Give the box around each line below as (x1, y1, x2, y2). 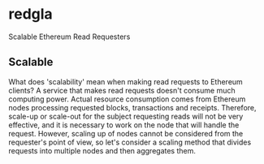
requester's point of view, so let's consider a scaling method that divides (8, 137, 252, 147)
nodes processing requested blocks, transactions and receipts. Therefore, (8, 102, 258, 112)
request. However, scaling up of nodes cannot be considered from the (8, 128, 244, 138)
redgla (8, 5, 53, 24)
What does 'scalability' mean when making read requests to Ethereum (8, 76, 244, 86)
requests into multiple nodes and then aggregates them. (8, 145, 197, 155)
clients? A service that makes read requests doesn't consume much (8, 85, 236, 95)
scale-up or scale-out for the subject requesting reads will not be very (8, 111, 244, 121)
